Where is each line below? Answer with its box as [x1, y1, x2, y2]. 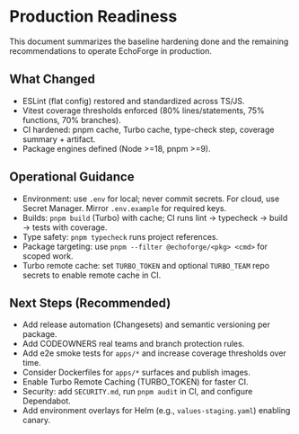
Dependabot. [22, 395, 72, 406]
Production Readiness [9, 6, 178, 27]
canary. [22, 415, 51, 426]
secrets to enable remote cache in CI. [22, 270, 162, 280]
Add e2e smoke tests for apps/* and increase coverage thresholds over [22, 348, 287, 359]
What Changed [9, 72, 96, 87]
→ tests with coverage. [22, 222, 108, 233]
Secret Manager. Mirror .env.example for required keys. [22, 202, 227, 213]
